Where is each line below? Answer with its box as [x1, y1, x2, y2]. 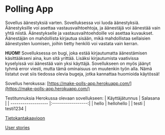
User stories [5, 124, 30, 131]
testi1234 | [5, 106, 27, 111]
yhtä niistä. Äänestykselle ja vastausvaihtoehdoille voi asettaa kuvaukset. [5, 30, 154, 36]
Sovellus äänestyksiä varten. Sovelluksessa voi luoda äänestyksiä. [5, 20, 140, 26]
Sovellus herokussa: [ [5, 80, 49, 86]
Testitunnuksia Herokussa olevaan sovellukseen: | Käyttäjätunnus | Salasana [5, 95, 160, 101]
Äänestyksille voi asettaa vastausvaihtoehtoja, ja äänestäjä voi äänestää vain [5, 25, 161, 30]
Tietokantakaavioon [5, 115, 45, 121]
